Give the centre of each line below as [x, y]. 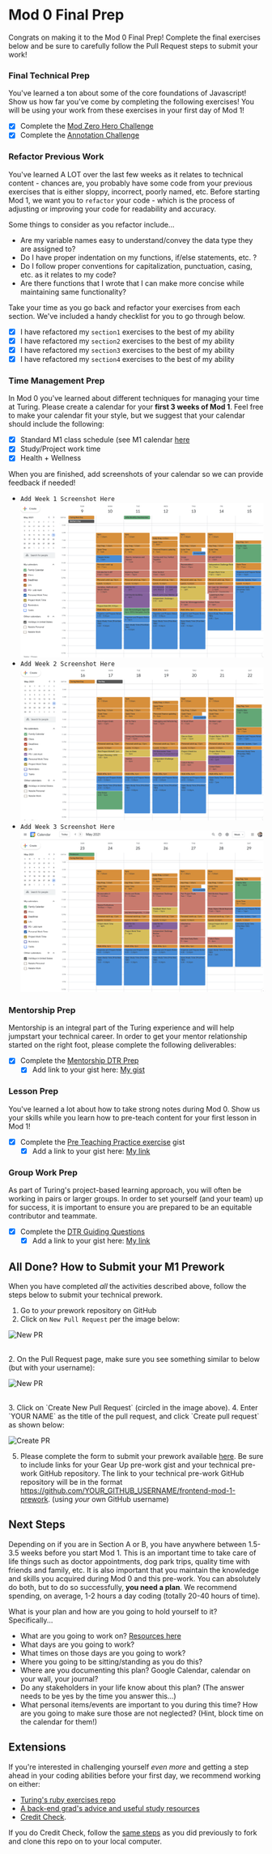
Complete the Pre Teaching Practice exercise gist [102, 1142]
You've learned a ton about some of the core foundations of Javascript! [127, 93]
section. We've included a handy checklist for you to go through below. [127, 316]
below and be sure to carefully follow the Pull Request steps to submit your [133, 45]
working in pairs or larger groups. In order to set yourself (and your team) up [136, 1199]
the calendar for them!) [59, 1721]
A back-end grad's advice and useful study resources [110, 1808]
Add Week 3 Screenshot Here [67, 827]
